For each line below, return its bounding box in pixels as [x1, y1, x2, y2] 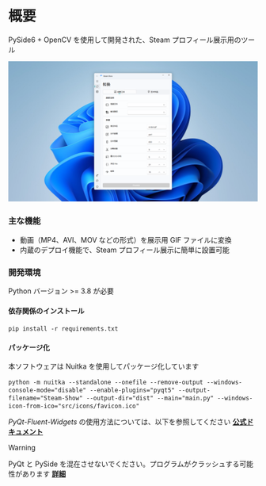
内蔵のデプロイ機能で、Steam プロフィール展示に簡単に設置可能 [19, 245, 230, 254]
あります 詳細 [21, 469, 66, 479]
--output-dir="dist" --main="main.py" [85, 394, 215, 403]
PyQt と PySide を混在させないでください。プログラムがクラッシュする [8, 459, 240, 469]
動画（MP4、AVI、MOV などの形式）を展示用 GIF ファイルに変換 [19, 235, 232, 244]
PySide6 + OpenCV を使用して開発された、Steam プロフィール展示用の [8, 35, 241, 44]
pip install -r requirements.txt [8, 325, 119, 333]
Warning [8, 443, 36, 453]
